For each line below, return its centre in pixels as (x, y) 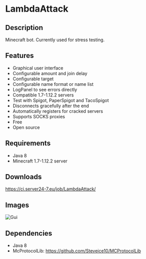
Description (24, 28)
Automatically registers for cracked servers (58, 111)
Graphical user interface (38, 68)
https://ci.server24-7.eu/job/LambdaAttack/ (51, 189)
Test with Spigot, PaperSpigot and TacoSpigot (61, 100)
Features (20, 56)
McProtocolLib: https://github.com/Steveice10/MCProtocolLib (77, 251)
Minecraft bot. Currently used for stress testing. (55, 40)
